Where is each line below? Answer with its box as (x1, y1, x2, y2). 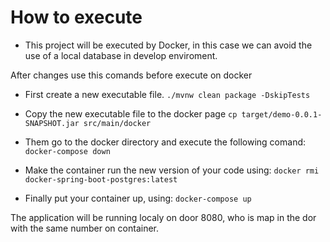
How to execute (10, 6, 143, 29)
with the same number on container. (10, 222, 160, 234)
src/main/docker (83, 118, 152, 128)
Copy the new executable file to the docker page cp (24, 107, 238, 120)
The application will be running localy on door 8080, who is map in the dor (10, 211, 317, 223)
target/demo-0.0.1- (241, 109, 323, 120)
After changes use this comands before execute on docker (10, 69, 253, 81)
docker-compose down (24, 146, 111, 156)
